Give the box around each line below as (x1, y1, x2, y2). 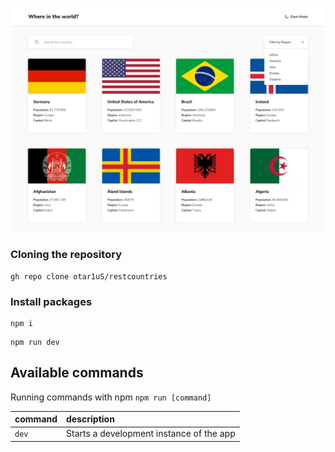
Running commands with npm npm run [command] (10, 391, 212, 403)
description (66, 413, 115, 425)
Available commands (10, 364, 144, 382)
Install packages (10, 294, 93, 308)
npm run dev (10, 337, 60, 347)
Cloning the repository (10, 248, 122, 262)
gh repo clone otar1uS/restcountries (10, 271, 168, 282)
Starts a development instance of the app (66, 428, 236, 440)
